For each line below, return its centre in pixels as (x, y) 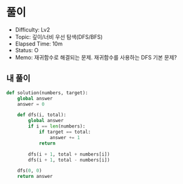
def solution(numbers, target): (47, 93)
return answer (35, 177)
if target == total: (65, 132)
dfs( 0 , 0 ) (30, 171)
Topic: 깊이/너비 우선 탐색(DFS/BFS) (59, 36)
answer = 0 (31, 104)
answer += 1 (65, 137)
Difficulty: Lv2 (33, 29)
